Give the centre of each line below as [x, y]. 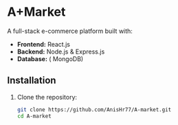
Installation [32, 81]
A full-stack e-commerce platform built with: [70, 31]
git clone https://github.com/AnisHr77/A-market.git [94, 110]
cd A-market [34, 116]
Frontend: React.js [44, 44]
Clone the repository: [47, 97]
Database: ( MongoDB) [50, 58]
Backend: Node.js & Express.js [61, 52]
